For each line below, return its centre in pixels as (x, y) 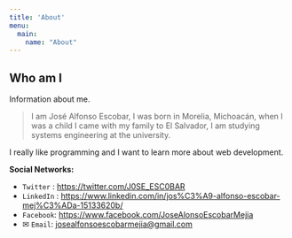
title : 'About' (37, 17)
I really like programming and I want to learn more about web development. (146, 152)
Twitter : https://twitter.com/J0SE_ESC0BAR (103, 187)
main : (28, 34)
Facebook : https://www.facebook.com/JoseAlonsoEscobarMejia (138, 215)
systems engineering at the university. (101, 135)
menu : (19, 26)
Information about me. (50, 99)
